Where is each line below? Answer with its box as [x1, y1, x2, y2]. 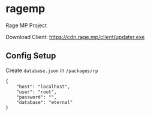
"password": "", [16, 94, 58, 100]
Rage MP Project [5, 22, 47, 29]
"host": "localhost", [16, 84, 70, 90]
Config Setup [5, 50, 56, 61]
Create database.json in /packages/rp [5, 67, 98, 74]
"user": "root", [16, 89, 58, 95]
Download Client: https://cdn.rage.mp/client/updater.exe [5, 33, 145, 40]
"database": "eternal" [16, 99, 73, 105]
